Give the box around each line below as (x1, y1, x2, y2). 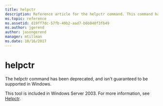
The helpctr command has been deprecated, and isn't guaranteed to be (5, 76, 148, 82)
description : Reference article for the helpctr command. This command (5, 12, 153, 17)
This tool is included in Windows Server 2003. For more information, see (5, 90, 150, 96)
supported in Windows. (5, 81, 52, 87)
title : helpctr (5, 7, 36, 12)
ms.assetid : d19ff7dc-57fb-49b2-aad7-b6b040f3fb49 (5, 20, 110, 26)
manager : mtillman (5, 35, 42, 39)
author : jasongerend (5, 30, 47, 35)
